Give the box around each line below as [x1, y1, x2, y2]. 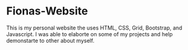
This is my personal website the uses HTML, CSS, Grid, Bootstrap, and [6, 24, 183, 31]
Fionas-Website [6, 4, 88, 18]
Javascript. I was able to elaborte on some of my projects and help [6, 30, 173, 37]
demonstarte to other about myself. [6, 37, 95, 44]
